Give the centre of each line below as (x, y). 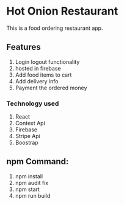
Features (24, 47)
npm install (29, 176)
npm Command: (38, 162)
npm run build (33, 195)
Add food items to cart (43, 75)
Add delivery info (37, 81)
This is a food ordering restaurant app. (55, 28)
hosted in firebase (38, 68)
